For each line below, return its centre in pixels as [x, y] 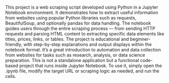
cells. [11, 76]
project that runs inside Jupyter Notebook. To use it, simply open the [91, 65]
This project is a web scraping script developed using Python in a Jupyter [82, 7]
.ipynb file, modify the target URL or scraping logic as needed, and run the [82, 71]
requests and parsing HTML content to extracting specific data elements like [85, 34]
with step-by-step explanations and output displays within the [88, 44]
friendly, [14, 44]
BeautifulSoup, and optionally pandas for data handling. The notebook [78, 23]
